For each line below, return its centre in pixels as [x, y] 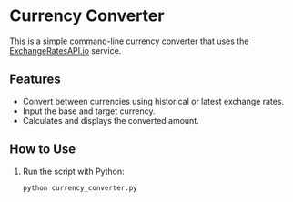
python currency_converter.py [80, 187]
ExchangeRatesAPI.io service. [66, 50]
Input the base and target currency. [89, 111]
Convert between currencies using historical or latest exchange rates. [153, 101]
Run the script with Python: [73, 171]
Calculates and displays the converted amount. [111, 120]
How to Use [43, 150]
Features [35, 80]
